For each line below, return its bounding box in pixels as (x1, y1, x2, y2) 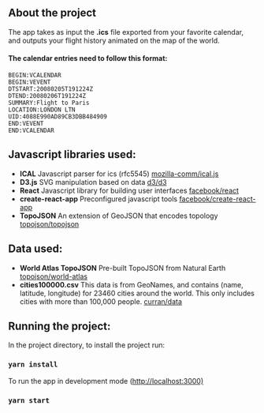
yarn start (8, 396, 50, 405)
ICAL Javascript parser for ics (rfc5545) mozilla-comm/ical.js (19, 169, 219, 178)
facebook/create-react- (179, 193, 256, 204)
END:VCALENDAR (8, 126, 55, 135)
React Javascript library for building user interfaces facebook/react (19, 186, 239, 195)
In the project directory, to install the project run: (8, 340, 165, 350)
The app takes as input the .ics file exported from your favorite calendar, (8, 27, 244, 36)
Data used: (8, 242, 63, 256)
